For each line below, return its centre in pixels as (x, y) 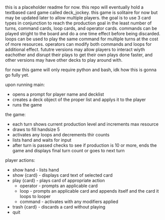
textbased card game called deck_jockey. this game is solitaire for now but (81, 12)
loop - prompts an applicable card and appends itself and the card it (89, 191)
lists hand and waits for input (42, 140)
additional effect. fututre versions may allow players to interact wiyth (75, 50)
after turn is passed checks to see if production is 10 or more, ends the (84, 145)
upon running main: (25, 85)
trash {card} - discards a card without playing (59, 207)
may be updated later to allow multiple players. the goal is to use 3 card (78, 18)
